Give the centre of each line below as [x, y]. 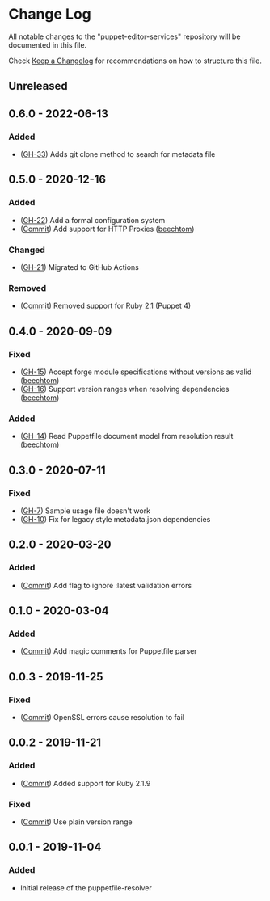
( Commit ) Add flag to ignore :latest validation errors [106, 585]
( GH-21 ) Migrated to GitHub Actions [79, 267]
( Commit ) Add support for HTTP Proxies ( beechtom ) [107, 229]
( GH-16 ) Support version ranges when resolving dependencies [124, 389]
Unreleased [38, 86]
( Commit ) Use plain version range [76, 822]
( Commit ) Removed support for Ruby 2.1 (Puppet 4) [105, 306]
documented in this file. [48, 44]
